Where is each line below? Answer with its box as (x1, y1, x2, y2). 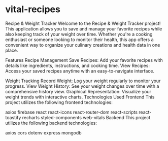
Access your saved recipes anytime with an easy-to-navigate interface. (5, 67, 155, 74)
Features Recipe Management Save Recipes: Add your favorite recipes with (5, 57, 163, 63)
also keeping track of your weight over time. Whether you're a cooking (5, 31, 153, 37)
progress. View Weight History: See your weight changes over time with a (5, 83, 159, 89)
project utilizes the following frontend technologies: (5, 99, 113, 105)
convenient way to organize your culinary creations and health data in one (5, 42, 160, 48)
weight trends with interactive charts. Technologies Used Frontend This (5, 94, 155, 100)
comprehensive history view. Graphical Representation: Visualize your (5, 88, 151, 94)
